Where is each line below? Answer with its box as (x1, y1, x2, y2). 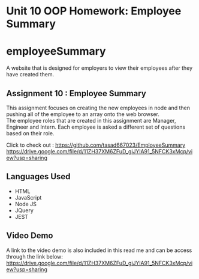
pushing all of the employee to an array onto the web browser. (6, 110, 160, 118)
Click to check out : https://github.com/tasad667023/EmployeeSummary (6, 141, 186, 149)
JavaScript (14, 194, 42, 201)
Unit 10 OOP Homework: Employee (6, 4, 182, 18)
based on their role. (6, 129, 55, 136)
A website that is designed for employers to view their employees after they (6, 64, 193, 72)
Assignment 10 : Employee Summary (6, 88, 147, 99)
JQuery (14, 206, 34, 214)
